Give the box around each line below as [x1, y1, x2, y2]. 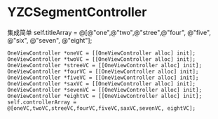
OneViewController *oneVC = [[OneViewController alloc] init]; [7, 50, 196, 57]
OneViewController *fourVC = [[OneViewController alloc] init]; [7, 68, 199, 75]
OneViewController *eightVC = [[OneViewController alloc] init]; [7, 92, 202, 99]
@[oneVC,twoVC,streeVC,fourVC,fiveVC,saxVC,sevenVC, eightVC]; [7, 104, 196, 112]
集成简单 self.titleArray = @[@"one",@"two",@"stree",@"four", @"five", [7, 28, 212, 36]
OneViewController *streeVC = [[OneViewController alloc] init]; [7, 62, 202, 69]
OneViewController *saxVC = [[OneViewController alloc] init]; [7, 80, 196, 87]
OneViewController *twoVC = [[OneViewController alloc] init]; [7, 55, 196, 63]
